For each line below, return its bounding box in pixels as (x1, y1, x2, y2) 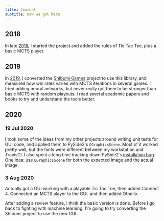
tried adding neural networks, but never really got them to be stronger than (5, 86, 156, 92)
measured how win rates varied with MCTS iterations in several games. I (5, 80, 151, 86)
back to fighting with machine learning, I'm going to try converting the (5, 205, 146, 211)
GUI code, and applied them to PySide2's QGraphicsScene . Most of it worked (5, 141, 158, 147)
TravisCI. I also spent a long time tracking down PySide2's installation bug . (5, 151, 156, 157)
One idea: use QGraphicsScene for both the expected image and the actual (5, 157, 153, 163)
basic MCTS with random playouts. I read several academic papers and (5, 91, 149, 97)
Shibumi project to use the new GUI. (5, 211, 78, 217)
